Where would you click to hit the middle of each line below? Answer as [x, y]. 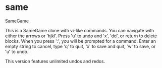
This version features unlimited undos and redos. [55, 61]
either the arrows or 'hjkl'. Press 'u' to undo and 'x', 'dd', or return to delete [81, 36]
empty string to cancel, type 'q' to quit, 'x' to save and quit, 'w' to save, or [81, 46]
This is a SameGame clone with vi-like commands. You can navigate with [80, 30]
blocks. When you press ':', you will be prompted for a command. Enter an [81, 41]
